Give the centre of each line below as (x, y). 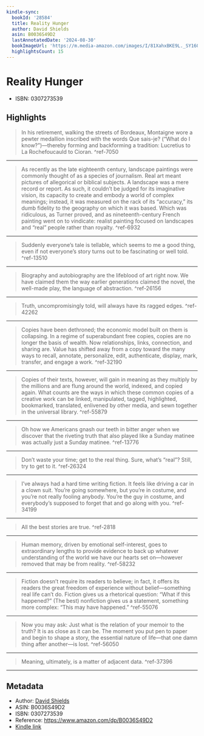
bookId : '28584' (32, 18)
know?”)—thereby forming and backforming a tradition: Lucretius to (106, 145)
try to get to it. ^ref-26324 (54, 466)
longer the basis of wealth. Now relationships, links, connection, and (107, 342)
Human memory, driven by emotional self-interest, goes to (94, 544)
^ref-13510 (34, 258)
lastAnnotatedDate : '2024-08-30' (54, 40)
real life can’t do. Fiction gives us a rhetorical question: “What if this (106, 594)
